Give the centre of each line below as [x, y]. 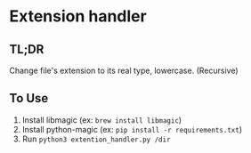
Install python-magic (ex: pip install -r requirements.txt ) [132, 129]
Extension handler [78, 16]
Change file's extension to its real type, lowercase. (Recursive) [124, 70]
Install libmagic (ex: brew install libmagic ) [102, 120]
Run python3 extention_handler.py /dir [96, 139]
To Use [29, 98]
